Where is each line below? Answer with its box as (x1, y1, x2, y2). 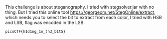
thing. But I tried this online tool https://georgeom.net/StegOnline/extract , (5, 9, 156, 15)
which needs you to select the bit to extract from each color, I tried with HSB (5, 15, 162, 20)
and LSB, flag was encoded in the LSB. (5, 19, 85, 25)
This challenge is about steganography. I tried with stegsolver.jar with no (5, 4, 155, 10)
